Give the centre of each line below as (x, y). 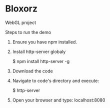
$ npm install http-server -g (41, 61)
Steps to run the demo (28, 32)
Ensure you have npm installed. (45, 42)
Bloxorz (21, 9)
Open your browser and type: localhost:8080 (59, 100)
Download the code (33, 71)
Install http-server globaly (39, 51)
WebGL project (21, 22)
